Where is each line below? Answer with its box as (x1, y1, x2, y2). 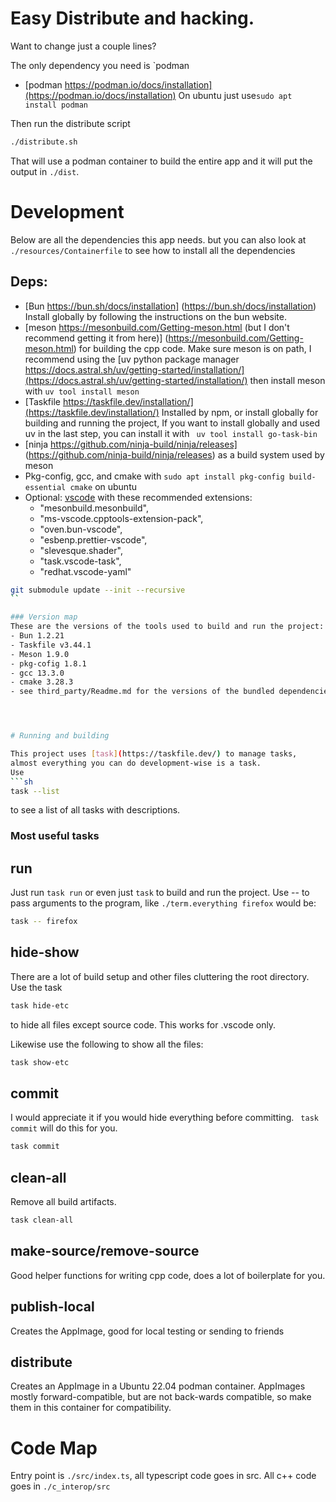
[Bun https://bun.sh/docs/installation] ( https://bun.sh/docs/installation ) (24, 300, 317, 312)
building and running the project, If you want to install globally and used (24, 417, 321, 429)
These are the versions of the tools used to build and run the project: (10, 622, 325, 632)
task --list (10, 786, 60, 796)
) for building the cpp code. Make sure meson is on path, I (73, 342, 312, 354)
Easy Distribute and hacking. (10, 7, 255, 30)
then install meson (249, 374, 326, 386)
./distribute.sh (10, 137, 78, 147)
